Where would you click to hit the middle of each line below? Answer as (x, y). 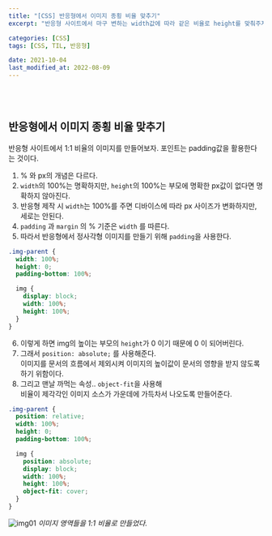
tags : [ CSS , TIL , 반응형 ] (49, 45)
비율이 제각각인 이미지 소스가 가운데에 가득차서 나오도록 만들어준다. (126, 393)
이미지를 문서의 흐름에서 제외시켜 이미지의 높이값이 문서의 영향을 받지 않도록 (140, 363)
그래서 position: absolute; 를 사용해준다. (88, 353)
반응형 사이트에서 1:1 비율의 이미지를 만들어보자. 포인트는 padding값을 (119, 148)
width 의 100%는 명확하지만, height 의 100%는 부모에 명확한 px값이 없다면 (137, 185)
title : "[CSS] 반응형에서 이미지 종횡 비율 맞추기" (85, 16)
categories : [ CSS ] (39, 38)
